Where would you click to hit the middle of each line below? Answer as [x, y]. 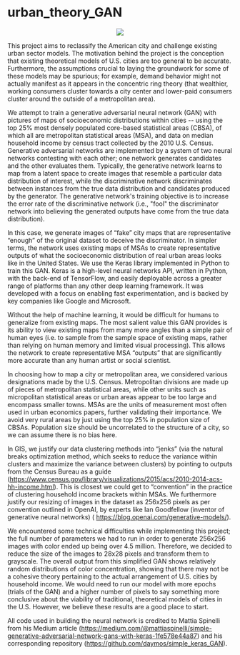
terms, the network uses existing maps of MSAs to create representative [114, 248]
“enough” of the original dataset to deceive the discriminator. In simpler [112, 240]
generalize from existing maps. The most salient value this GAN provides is [117, 322]
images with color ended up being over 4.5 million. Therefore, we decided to [120, 546]
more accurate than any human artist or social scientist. [89, 360]
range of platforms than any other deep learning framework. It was [105, 286]
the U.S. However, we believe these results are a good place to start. [108, 606]
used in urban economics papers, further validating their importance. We [115, 412]
